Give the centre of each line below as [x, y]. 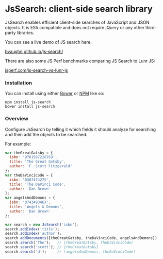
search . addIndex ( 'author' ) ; [33, 234]
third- [151, 27]
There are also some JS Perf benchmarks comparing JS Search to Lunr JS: [80, 61]
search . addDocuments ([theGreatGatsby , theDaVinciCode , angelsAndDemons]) [81, 238]
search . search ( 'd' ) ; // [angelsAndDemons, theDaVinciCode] [70, 251]
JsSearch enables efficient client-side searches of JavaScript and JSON [77, 22]
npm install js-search [28, 102]
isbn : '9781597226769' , [33, 157]
